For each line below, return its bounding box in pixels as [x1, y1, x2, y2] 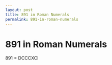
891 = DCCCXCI [5, 55, 39, 61]
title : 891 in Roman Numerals [5, 12, 70, 17]
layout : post [5, 7, 33, 13]
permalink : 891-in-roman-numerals [5, 17, 79, 22]
